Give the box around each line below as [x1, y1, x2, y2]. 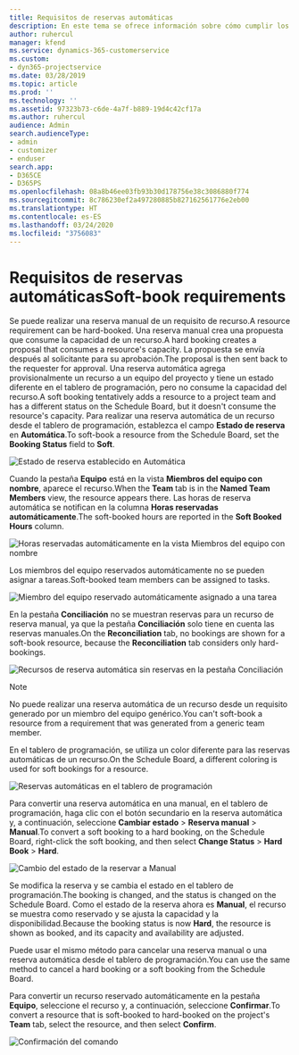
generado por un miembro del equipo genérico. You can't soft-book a [9, 709, 263, 719]
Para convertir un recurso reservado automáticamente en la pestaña [9, 991, 261, 1001]
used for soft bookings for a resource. [9, 764, 149, 775]
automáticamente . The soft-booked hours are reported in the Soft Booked [9, 511, 283, 522]
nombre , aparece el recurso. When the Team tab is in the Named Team [9, 483, 270, 494]
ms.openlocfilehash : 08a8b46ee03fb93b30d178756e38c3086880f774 [9, 187, 250, 196]
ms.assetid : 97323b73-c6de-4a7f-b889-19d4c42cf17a [9, 104, 202, 113]
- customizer [9, 145, 58, 154]
